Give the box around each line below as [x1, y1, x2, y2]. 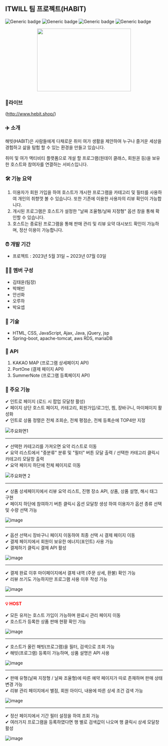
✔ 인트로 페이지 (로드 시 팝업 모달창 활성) [5, 398, 85, 404]
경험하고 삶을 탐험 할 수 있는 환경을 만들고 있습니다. [5, 145, 105, 151]
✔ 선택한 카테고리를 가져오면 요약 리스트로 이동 [5, 444, 97, 450]
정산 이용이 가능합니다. [19, 227, 63, 233]
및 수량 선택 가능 [5, 507, 37, 513]
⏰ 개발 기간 [5, 241, 31, 248]
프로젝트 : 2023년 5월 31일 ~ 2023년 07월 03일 [12, 253, 106, 259]
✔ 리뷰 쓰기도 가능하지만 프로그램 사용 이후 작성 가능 [5, 576, 107, 582]
